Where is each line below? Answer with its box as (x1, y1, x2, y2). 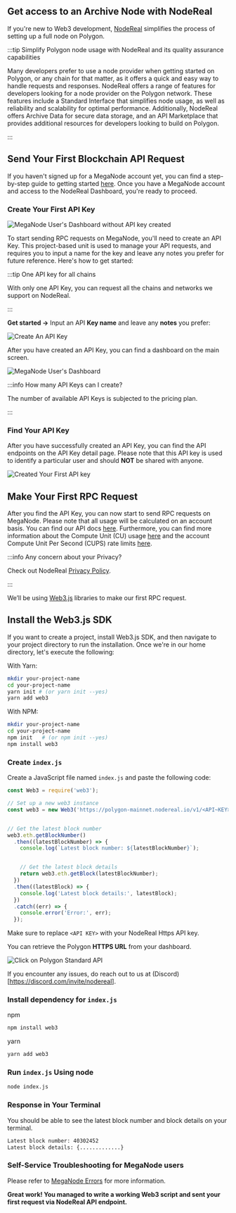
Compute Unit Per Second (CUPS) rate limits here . (7, 539, 152, 548)
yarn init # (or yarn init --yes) (7, 688, 109, 695)
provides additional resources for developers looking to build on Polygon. (7, 119, 219, 127)
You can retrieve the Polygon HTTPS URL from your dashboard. (7, 943, 192, 951)
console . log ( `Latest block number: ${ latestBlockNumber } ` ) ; (20, 845, 199, 852)
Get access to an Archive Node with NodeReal (7, 6, 213, 18)
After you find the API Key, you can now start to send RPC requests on (7, 509, 211, 518)
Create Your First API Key (7, 204, 96, 214)
